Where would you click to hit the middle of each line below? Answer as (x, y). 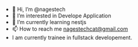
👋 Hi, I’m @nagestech (39, 9)
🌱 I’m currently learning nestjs (49, 22)
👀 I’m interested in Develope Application (61, 16)
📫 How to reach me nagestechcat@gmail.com (70, 29)
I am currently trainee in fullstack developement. (72, 37)
